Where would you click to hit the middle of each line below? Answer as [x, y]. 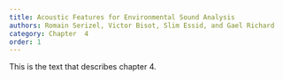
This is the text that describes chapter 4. [83, 67]
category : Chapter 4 [49, 33]
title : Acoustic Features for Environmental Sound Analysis [122, 17]
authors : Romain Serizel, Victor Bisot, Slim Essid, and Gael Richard [142, 25]
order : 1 [25, 42]
